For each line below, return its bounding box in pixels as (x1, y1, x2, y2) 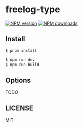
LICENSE (5, 104, 34, 112)
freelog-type (5, 4, 60, 15)
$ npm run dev (5, 57, 35, 62)
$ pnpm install (5, 48, 37, 53)
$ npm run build (5, 62, 39, 67)
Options (5, 76, 31, 84)
